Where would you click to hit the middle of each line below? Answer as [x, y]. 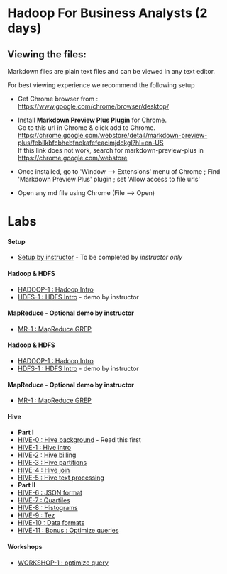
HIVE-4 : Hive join [44, 470]
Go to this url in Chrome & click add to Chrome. [87, 128]
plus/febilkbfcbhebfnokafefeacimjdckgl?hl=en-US [90, 143]
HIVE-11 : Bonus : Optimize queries [68, 531]
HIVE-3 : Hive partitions [52, 463]
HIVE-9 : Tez [36, 515]
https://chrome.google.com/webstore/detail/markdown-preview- [112, 135]
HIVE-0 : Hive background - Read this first [79, 440]
